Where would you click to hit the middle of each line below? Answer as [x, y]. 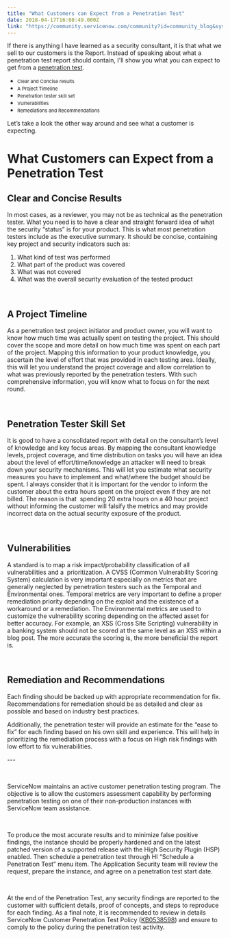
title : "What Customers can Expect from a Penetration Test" [96, 13]
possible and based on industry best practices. [73, 711]
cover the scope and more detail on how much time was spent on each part [114, 345]
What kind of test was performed [64, 258]
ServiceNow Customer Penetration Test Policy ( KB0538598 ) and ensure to [112, 919]
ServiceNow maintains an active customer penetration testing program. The [114, 786]
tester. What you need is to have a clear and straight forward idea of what [111, 222]
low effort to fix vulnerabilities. [50, 746]
